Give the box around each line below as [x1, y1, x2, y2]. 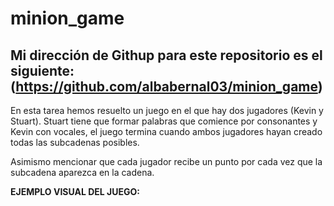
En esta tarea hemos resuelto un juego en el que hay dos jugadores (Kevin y [10, 105, 324, 116]
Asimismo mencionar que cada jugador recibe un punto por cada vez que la [10, 156, 323, 167]
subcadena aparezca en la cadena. [10, 167, 155, 178]
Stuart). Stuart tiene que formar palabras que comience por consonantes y [10, 115, 318, 127]
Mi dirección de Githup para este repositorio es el [10, 47, 323, 64]
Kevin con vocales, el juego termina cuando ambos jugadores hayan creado [10, 126, 323, 137]
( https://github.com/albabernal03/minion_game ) [10, 78, 323, 95]
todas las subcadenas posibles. [10, 137, 140, 148]
